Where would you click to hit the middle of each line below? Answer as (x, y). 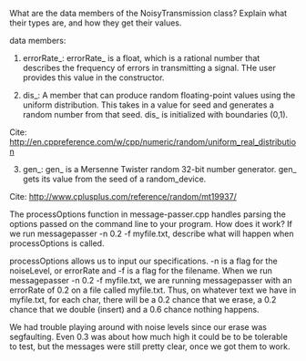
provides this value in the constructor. (93, 77)
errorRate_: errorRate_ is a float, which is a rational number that (141, 58)
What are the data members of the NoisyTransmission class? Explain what (148, 13)
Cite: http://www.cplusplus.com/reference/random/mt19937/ (123, 196)
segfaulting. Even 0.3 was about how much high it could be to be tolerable (149, 337)
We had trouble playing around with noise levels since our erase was (138, 327)
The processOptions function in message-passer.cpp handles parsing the (148, 214)
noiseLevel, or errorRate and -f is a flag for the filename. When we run (141, 271)
